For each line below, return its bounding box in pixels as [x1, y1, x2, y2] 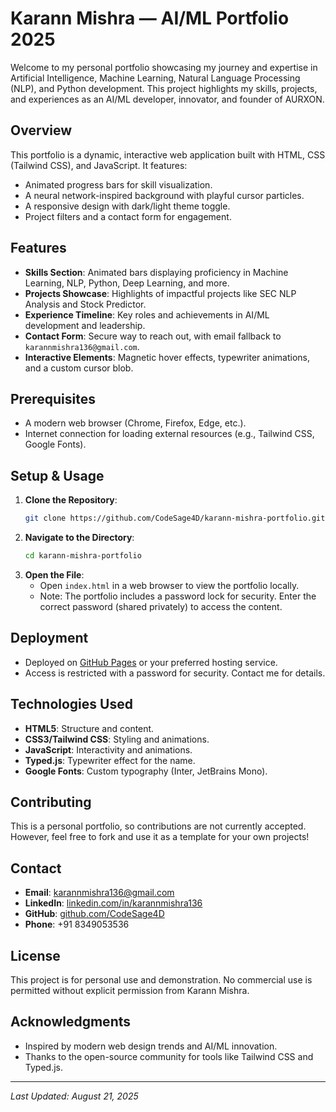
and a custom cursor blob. [24, 362, 134, 374]
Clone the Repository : [24, 494, 118, 506]
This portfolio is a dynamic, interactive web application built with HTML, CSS [10, 148, 326, 161]
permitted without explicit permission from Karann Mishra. [10, 985, 250, 996]
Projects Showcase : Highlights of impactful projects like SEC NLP [24, 287, 297, 299]
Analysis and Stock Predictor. [24, 298, 147, 310]
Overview [10, 122, 73, 139]
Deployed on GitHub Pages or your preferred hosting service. [24, 656, 278, 668]
